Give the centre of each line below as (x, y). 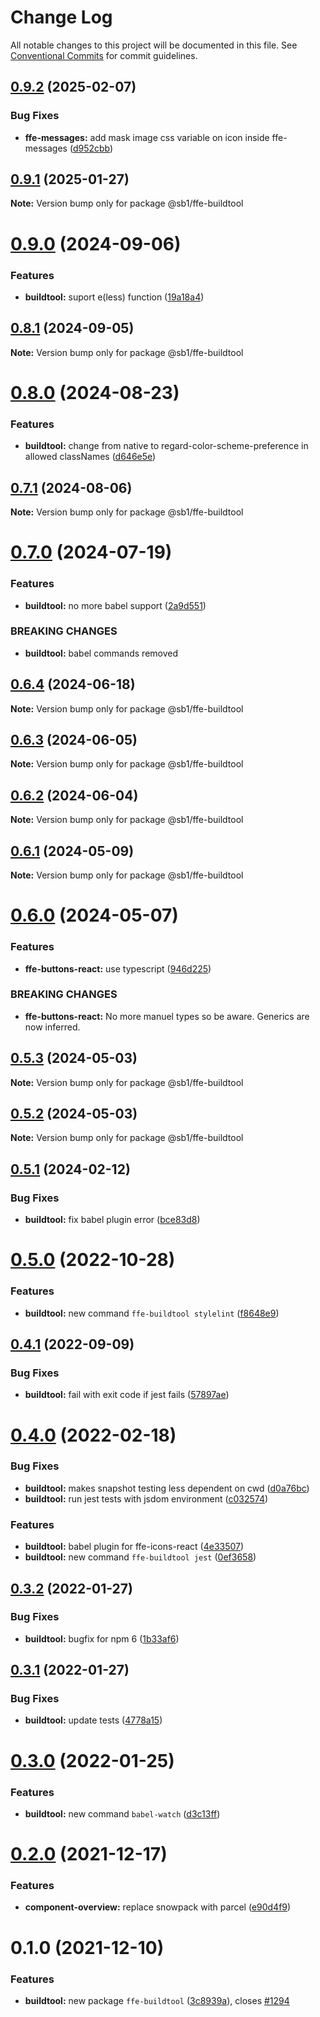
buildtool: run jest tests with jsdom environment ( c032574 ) (146, 1498)
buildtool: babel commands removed (101, 653)
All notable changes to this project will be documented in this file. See (154, 45)
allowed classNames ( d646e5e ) (90, 457)
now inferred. (52, 1027)
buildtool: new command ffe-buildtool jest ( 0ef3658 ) (140, 1557)
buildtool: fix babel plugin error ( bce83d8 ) (112, 1220)
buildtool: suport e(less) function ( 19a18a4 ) (114, 297)
